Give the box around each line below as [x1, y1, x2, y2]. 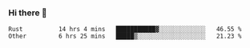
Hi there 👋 [8, 7, 48, 18]
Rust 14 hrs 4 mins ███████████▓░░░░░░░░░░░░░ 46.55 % [8, 26, 242, 34]
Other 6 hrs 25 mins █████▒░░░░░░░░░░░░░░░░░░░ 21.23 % [8, 32, 242, 41]
